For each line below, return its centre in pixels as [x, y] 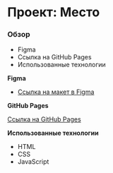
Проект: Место [54, 12]
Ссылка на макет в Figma [56, 92]
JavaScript [33, 162]
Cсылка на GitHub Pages [54, 57]
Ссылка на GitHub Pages [44, 119]
